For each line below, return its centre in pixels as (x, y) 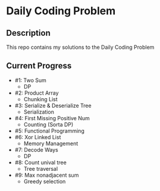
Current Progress (39, 66)
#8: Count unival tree (40, 162)
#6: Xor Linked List (38, 137)
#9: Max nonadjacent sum (47, 175)
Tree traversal (41, 168)
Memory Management (51, 143)
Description (28, 33)
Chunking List (40, 99)
